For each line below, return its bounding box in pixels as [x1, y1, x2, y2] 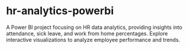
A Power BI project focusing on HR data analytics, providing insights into [6, 24, 183, 31]
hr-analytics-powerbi [6, 4, 114, 18]
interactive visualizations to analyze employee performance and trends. [6, 36, 180, 43]
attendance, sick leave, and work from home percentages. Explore [6, 30, 168, 37]
